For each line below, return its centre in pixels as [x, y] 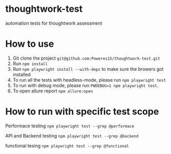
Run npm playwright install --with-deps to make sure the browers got [88, 69]
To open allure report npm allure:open [53, 91]
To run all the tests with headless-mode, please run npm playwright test [89, 80]
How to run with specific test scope [82, 112]
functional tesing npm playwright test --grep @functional [67, 146]
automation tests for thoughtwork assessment [54, 23]
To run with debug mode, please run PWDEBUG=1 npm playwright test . [85, 85]
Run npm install [30, 63]
